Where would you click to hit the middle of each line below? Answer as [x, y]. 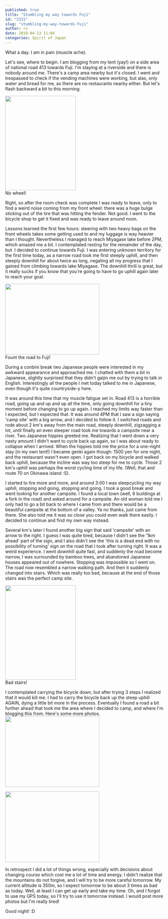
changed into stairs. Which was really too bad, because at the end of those [83, 573]
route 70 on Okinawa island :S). [38, 473]
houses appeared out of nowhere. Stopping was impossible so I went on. [80, 562]
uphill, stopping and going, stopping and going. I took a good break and [79, 488]
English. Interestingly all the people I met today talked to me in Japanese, [81, 383]
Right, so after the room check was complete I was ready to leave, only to [81, 202]
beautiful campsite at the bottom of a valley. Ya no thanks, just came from [81, 510]
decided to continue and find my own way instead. [57, 520]
